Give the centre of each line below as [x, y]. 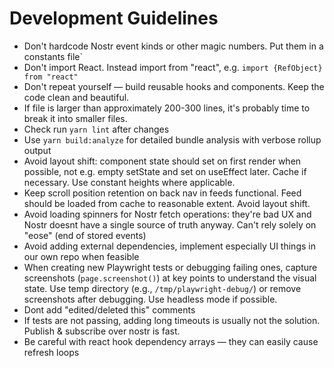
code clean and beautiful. [76, 97]
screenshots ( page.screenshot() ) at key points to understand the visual [170, 278]
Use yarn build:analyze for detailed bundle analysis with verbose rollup [172, 139]
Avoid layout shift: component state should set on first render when [162, 161]
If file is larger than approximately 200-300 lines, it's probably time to [167, 108]
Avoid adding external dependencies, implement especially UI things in [169, 246]
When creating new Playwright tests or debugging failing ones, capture [170, 267]
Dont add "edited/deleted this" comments [109, 309]
